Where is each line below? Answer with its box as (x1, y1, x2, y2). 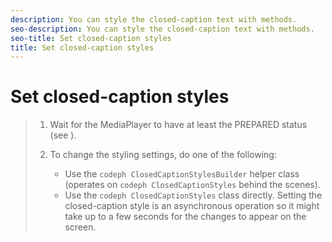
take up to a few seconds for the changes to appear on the (64, 211, 307, 223)
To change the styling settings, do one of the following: (49, 149, 277, 161)
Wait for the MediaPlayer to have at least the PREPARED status (49, 119, 308, 131)
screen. (64, 221, 97, 233)
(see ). (49, 129, 77, 141)
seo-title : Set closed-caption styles (10, 33, 172, 43)
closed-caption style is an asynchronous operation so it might (64, 200, 320, 212)
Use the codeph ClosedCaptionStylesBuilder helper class (64, 168, 300, 180)
